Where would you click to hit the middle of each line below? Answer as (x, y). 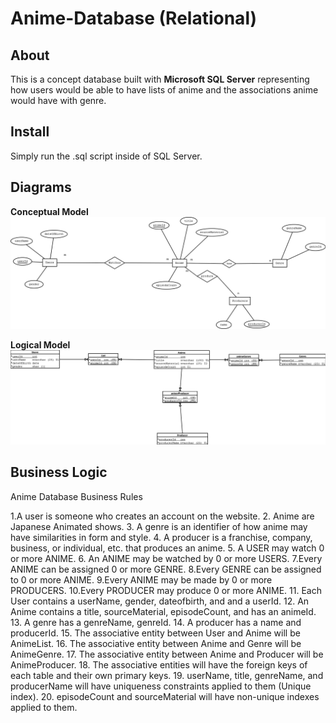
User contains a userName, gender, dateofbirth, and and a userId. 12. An (160, 601)
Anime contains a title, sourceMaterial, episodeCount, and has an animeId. (163, 611)
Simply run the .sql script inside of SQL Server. (106, 156)
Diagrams (41, 187)
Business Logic (59, 472)
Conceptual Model (49, 211)
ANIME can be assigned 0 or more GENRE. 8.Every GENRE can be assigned (166, 569)
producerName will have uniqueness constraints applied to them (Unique (161, 686)
